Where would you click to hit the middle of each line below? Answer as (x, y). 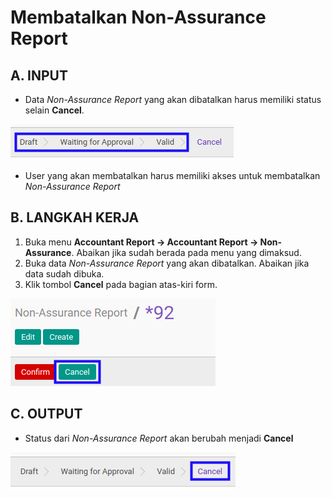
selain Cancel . (54, 110)
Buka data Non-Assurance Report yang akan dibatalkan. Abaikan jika (167, 263)
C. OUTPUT (46, 414)
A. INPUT (39, 75)
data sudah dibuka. (64, 273)
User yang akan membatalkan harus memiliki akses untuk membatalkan (172, 175)
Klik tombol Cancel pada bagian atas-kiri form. (121, 284)
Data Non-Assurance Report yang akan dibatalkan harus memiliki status (173, 99)
